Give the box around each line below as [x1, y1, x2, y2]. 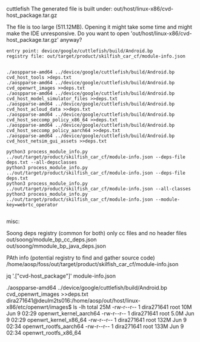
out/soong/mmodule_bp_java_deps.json [6, 243, 106, 249]
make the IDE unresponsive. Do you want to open [6, 30, 130, 37]
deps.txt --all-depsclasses [6, 159, 78, 166]
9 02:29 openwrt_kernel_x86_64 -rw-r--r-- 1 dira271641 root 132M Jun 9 [6, 317, 187, 323]
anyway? [59, 36, 82, 43]
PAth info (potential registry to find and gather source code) [6, 254, 156, 261]
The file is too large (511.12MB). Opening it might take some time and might [6, 24, 193, 30]
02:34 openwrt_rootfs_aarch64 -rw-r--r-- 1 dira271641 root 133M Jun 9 [6, 323, 184, 330]
